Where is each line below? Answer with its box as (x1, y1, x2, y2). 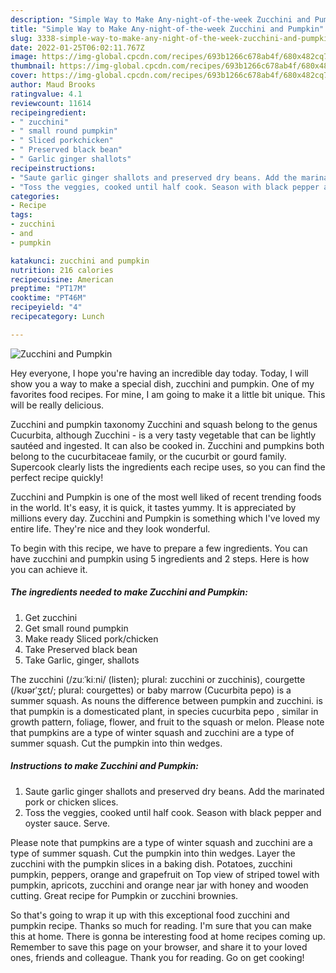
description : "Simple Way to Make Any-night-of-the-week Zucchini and (10, 14, 311, 25)
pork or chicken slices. (24, 796, 119, 808)
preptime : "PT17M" (10, 284, 87, 294)
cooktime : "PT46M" (10, 293, 87, 303)
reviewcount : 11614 (10, 98, 92, 108)
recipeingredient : (10, 107, 87, 118)
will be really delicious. (10, 399, 105, 411)
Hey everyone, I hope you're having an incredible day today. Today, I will (10, 367, 309, 379)
